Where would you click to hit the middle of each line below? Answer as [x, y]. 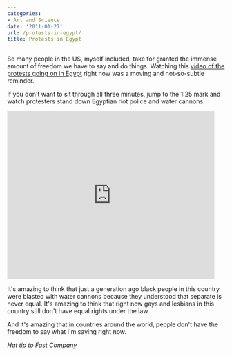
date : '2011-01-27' [35, 26]
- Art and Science [33, 20]
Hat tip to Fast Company [42, 345]
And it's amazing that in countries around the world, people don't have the [113, 324]
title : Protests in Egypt [44, 39]
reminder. [21, 81]
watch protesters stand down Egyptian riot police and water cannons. [106, 101]
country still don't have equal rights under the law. [78, 311]
